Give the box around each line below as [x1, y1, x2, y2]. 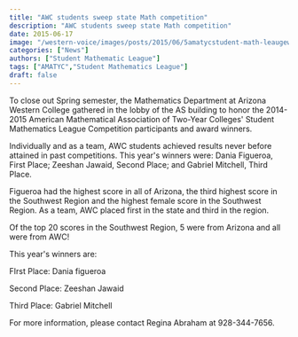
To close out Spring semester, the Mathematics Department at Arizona [9, 95, 267, 106]
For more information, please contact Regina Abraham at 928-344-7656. [9, 317, 275, 328]
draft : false [9, 71, 58, 80]
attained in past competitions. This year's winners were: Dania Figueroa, [9, 150, 273, 161]
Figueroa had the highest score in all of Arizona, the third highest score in [9, 185, 278, 196]
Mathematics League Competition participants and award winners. [9, 123, 253, 134]
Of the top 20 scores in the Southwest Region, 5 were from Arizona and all [9, 222, 281, 232]
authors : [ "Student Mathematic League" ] [9, 54, 161, 63]
